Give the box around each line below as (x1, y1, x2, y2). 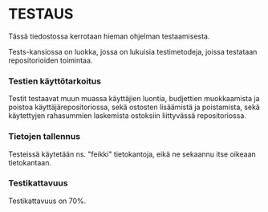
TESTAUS (8, 5, 74, 23)
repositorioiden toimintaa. (8, 55, 93, 65)
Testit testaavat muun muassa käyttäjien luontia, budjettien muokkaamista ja (8, 94, 260, 104)
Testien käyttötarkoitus (8, 75, 102, 87)
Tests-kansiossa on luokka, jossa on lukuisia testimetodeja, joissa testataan (8, 47, 258, 56)
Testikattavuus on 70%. (8, 196, 87, 206)
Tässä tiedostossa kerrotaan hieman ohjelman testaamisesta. (8, 31, 210, 41)
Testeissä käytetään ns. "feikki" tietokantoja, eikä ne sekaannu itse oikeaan (8, 149, 257, 159)
